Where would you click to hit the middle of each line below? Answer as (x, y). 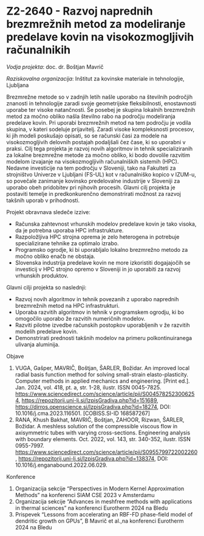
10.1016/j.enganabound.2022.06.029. (61, 465)
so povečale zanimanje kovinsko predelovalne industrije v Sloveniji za (93, 181)
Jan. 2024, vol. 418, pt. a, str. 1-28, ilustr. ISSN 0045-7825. (88, 387)
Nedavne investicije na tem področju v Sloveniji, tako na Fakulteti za (91, 168)
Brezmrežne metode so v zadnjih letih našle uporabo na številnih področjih (100, 97)
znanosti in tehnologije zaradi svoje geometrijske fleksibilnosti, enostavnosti (101, 103)
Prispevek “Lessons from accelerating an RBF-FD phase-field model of (104, 514)
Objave (15, 356)
